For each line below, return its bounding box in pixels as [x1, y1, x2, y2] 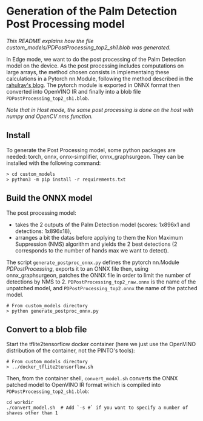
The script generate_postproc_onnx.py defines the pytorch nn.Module [6, 259, 180, 266]
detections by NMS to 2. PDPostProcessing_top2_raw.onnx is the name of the [6, 278, 196, 285]
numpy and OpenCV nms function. [6, 113, 93, 120]
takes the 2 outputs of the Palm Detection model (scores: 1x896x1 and [15, 221, 190, 228]
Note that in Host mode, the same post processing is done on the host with [6, 106, 194, 113]
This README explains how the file [6, 37, 94, 44]
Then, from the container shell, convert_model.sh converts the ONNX [6, 375, 178, 382]
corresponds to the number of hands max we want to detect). [15, 246, 169, 254]
